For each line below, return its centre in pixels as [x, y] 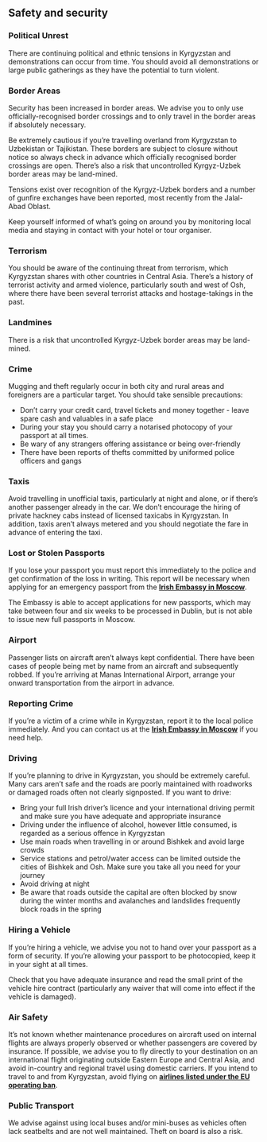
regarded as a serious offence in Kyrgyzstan [92, 833]
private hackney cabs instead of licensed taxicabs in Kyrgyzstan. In [118, 515]
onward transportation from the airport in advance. [91, 682]
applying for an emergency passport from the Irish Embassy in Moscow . [128, 587]
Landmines [30, 323]
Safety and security [58, 13]
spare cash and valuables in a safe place [86, 418]
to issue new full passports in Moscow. [72, 620]
